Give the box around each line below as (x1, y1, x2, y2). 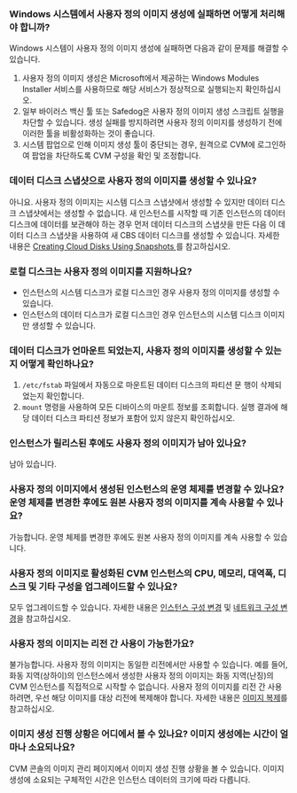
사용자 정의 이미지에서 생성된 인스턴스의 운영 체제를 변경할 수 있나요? (9, 483, 285, 495)
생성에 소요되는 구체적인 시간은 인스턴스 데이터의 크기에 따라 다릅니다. (9, 774, 251, 785)
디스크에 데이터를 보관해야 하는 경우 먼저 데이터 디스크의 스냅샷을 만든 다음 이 (9, 219, 277, 229)
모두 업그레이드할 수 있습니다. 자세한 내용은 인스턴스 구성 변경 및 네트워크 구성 (9, 603, 279, 613)
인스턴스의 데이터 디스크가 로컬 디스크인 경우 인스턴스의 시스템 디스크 (21, 308, 262, 320)
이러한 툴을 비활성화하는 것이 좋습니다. (21, 128, 155, 139)
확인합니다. (45, 391, 84, 401)
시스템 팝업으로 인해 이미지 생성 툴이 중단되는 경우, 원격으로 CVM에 (21, 139, 255, 150)
